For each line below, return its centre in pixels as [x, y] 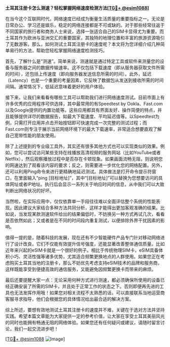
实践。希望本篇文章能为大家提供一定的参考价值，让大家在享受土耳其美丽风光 [85, 316]
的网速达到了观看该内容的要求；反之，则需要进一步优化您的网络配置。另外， [85, 165]
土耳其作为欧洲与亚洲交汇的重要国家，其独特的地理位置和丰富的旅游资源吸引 [85, 38]
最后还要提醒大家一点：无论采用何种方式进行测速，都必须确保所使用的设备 [83, 280]
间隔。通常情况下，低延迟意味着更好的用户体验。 [56, 86]
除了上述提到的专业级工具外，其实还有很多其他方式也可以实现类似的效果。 [83, 146]
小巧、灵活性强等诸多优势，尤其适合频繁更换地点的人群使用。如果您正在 [85, 256]
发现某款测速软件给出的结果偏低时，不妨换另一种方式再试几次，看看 [94, 214]
